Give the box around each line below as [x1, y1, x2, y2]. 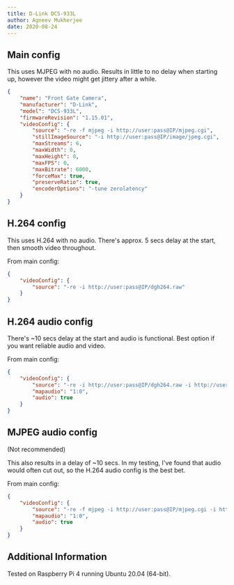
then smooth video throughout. [7, 243, 96, 251]
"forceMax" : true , [32, 172, 86, 180]
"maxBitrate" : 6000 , [32, 166, 92, 173]
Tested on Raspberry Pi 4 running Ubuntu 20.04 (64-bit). [7, 569, 171, 578]
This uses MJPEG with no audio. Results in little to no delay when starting [7, 68, 218, 76]
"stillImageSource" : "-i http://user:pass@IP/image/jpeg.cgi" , [32, 134, 219, 141]
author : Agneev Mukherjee [7, 17, 82, 24]
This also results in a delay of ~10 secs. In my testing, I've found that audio [7, 458, 221, 467]
